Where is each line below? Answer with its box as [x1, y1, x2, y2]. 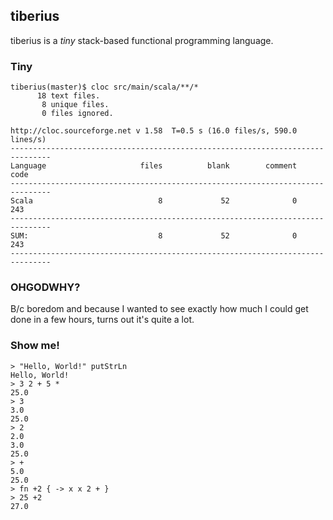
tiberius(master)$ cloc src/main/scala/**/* [10, 82, 199, 93]
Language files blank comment [10, 161, 298, 171]
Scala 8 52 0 [10, 196, 298, 206]
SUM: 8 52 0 [10, 231, 298, 241]
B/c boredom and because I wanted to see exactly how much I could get [10, 303, 309, 315]
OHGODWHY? [10, 280, 81, 294]
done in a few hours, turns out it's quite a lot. [10, 314, 195, 326]
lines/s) [10, 135, 47, 145]
